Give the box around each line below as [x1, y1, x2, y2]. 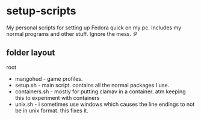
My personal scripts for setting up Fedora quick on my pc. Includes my [6, 24, 182, 31]
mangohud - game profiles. [14, 75, 83, 82]
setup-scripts [6, 4, 76, 18]
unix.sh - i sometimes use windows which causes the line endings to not [14, 100, 195, 108]
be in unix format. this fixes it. [14, 106, 88, 114]
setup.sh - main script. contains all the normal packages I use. [14, 81, 170, 89]
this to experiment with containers [14, 94, 100, 101]
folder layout [6, 48, 55, 58]
